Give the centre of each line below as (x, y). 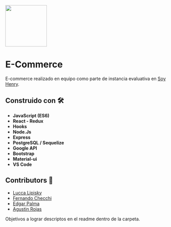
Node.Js (22, 132)
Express (21, 137)
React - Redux (28, 121)
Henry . (12, 84)
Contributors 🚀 (29, 180)
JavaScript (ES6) (31, 115)
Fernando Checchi (32, 198)
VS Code (22, 164)
